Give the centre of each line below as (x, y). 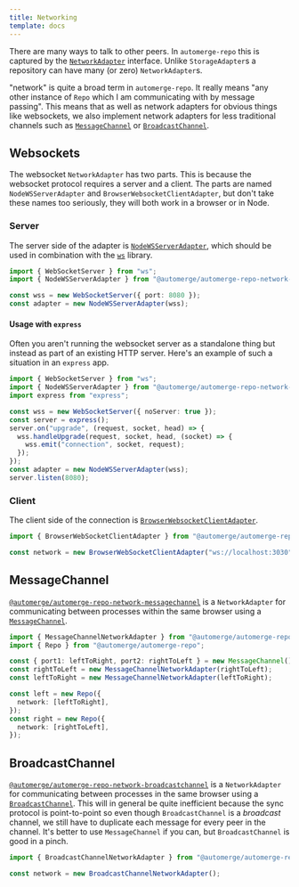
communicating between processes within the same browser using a (135, 611)
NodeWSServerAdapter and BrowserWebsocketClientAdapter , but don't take (141, 193)
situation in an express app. (59, 362)
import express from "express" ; (69, 396)
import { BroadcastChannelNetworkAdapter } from (101, 858)
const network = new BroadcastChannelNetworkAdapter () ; (115, 874)
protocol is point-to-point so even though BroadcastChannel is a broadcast (145, 813)
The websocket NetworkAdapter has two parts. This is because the (130, 175)
